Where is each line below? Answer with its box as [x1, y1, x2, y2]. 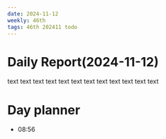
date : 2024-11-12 [7, 10, 59, 18]
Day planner [7, 102, 80, 118]
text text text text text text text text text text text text [7, 77, 159, 85]
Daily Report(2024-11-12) [7, 54, 159, 70]
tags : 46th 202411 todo [7, 23, 78, 30]
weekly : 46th [7, 17, 46, 24]
